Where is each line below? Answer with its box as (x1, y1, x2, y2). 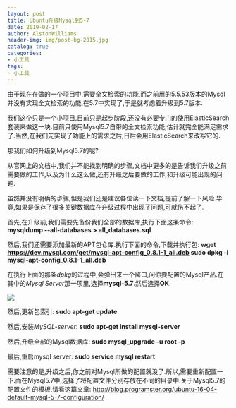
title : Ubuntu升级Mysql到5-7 (7, 17, 90, 24)
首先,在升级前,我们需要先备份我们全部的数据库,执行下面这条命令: (7, 217, 194, 226)
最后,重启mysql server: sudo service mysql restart (7, 352, 156, 361)
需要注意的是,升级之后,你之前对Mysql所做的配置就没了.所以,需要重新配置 (7, 367, 218, 376)
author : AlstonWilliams (7, 30, 77, 37)
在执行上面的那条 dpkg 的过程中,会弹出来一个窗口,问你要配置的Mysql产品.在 (7, 270, 224, 279)
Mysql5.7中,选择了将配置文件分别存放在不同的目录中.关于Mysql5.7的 (27, 376, 226, 385)
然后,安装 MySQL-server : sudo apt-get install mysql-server (7, 322, 180, 330)
